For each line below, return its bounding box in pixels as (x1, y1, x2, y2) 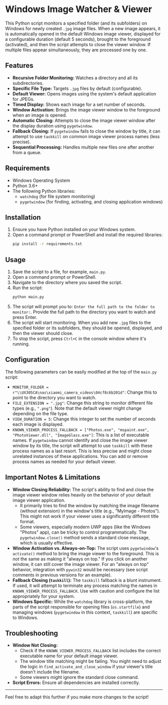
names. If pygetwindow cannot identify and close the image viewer (12, 437, 147, 443)
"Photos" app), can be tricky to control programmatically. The (19, 529, 147, 535)
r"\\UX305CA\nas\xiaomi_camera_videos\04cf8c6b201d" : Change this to (12, 389, 157, 395)
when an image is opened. (12, 112, 67, 118)
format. (19, 518, 35, 524)
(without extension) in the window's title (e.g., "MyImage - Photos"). (19, 508, 160, 514)
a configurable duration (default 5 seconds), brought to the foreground (5, 36, 151, 42)
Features (5, 61, 33, 70)
